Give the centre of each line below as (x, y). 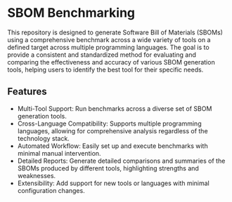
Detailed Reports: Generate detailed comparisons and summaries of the (121, 161)
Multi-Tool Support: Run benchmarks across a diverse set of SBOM (115, 108)
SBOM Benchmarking (71, 13)
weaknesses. (37, 175)
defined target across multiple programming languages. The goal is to (108, 47)
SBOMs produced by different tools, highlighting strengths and (108, 168)
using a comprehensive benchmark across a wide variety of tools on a (109, 39)
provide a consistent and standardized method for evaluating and (102, 55)
